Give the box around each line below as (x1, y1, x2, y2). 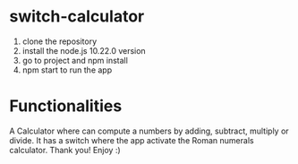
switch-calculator (9, 6, 145, 27)
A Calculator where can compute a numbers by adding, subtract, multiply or (9, 125, 289, 136)
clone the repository (21, 36, 98, 47)
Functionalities (9, 96, 123, 117)
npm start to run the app (21, 65, 113, 75)
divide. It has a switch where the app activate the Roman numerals (9, 134, 254, 145)
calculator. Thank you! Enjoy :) (9, 144, 121, 155)
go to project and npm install (21, 55, 128, 65)
